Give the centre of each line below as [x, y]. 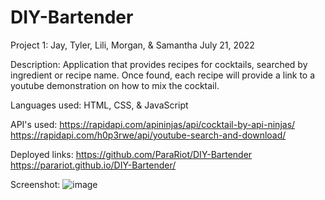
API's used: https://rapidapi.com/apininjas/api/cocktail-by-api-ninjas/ [153, 124]
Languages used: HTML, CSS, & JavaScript [99, 105]
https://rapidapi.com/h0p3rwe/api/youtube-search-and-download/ [148, 135]
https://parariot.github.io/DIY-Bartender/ [93, 165]
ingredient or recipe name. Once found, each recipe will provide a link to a [163, 75]
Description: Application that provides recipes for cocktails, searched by [159, 64]
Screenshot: [35, 184]
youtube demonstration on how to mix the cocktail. [115, 85]
